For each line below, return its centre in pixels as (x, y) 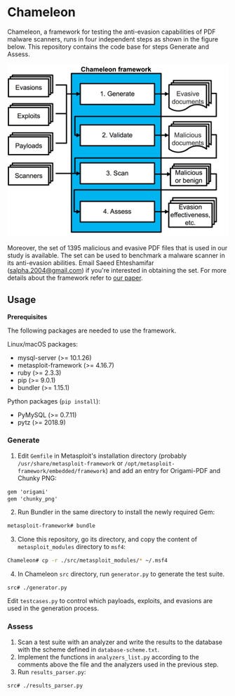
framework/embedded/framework (62, 471)
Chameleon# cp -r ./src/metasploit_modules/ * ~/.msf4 (88, 560)
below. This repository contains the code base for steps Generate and (108, 46)
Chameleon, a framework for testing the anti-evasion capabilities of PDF (112, 32)
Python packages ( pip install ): (54, 401)
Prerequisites (27, 316)
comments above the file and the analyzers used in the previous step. (118, 664)
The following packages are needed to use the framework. (92, 330)
